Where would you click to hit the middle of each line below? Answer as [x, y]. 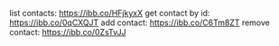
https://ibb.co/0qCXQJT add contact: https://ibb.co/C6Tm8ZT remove [140, 23]
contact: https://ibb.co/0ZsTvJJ [68, 32]
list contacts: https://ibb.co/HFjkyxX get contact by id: [110, 13]
